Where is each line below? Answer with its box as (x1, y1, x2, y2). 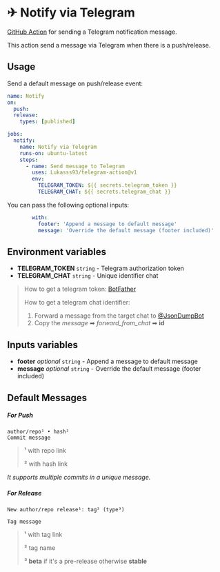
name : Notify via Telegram (19, 143, 97, 150)
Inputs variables (7, 339, 78, 351)
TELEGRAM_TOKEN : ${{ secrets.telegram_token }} (37, 182, 177, 189)
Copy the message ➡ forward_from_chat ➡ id (34, 319, 165, 327)
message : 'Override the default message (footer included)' (37, 227, 214, 234)
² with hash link (23, 460, 68, 468)
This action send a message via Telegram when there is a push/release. (7, 41, 211, 49)
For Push (7, 411, 33, 420)
